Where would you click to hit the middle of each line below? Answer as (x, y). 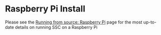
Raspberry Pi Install (45, 9)
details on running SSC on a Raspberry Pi (56, 27)
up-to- (150, 22)
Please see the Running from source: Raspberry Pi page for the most (74, 22)
